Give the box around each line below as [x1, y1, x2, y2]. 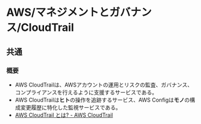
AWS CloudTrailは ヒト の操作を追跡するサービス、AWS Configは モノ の [14, 96, 190, 103]
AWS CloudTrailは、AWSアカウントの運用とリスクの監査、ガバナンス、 [14, 81, 193, 88]
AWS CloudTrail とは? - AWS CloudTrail [14, 111, 113, 119]
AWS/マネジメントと [6, 5, 110, 19]
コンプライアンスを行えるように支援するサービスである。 [14, 88, 158, 96]
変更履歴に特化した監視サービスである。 [20, 103, 121, 111]
